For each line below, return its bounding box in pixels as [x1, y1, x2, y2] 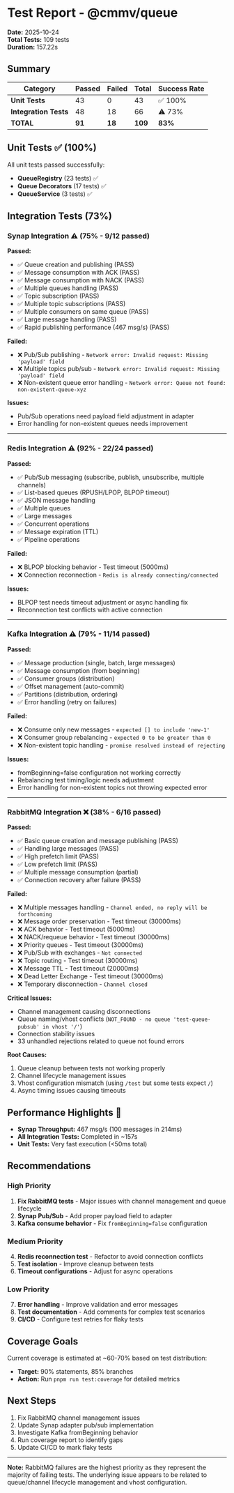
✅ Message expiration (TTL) [17, 527, 99, 536]
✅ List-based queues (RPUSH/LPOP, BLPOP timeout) [17, 488, 170, 497]
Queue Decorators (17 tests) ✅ [17, 181, 107, 190]
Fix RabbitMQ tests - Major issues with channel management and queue [17, 1197, 226, 1205]
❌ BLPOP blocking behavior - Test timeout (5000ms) [17, 563, 169, 571]
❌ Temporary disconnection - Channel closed [17, 980, 148, 988]
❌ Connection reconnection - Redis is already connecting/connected [17, 570, 219, 579]
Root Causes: [7, 1051, 47, 1059]
